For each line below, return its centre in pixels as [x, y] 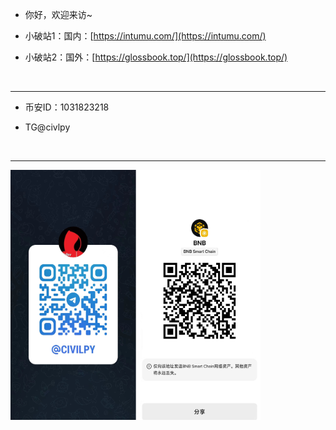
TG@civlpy [47, 127]
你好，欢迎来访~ [58, 14]
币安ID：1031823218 [67, 107]
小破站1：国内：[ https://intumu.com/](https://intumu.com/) [145, 36]
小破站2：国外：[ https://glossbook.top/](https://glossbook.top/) [156, 57]
